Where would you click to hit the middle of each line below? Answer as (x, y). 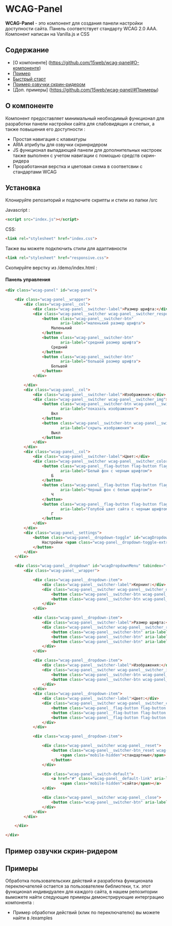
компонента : (20, 902)
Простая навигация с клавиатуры (49, 139)
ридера (21, 161)
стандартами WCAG (35, 172)
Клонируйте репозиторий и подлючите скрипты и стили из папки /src (81, 200)
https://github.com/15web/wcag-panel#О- (95, 63)
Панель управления (28, 279)
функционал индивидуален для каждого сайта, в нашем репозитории (81, 892)
